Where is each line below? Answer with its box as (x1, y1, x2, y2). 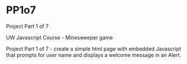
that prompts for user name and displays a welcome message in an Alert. (6, 51, 182, 58)
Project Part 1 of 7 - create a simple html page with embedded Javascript (6, 45, 182, 52)
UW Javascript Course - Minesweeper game (6, 34, 113, 41)
